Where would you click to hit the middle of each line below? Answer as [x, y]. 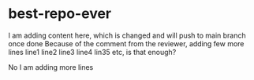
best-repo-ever [60, 14]
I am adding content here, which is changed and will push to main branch [127, 35]
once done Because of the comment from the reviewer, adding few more [126, 43]
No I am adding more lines [51, 67]
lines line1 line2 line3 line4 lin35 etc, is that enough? [92, 52]
